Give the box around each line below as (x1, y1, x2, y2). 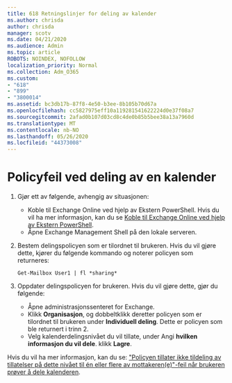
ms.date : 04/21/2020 (7, 36, 67, 43)
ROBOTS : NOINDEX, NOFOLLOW (7, 56, 85, 63)
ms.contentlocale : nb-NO (7, 127, 79, 133)
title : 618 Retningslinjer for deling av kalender (7, 10, 157, 17)
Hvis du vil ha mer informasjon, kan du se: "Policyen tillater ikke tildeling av (7, 353, 222, 361)
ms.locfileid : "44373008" (7, 140, 82, 147)
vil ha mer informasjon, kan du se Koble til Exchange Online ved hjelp (27, 213, 226, 222)
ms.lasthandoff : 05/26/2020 (7, 133, 89, 140)
